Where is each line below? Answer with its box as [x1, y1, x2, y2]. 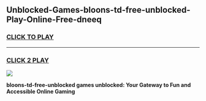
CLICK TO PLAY [6, 33, 54, 42]
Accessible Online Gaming [6, 88, 75, 95]
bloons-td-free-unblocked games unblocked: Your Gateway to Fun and [6, 81, 191, 88]
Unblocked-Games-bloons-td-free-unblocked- [6, 5, 191, 15]
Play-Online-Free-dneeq [6, 15, 102, 25]
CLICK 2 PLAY [6, 56, 49, 64]
